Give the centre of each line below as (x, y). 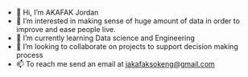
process (29, 55)
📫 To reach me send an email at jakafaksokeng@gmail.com (115, 64)
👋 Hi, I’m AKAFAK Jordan (57, 12)
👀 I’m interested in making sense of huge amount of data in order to (128, 21)
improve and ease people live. (66, 29)
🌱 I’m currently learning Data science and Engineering (105, 38)
